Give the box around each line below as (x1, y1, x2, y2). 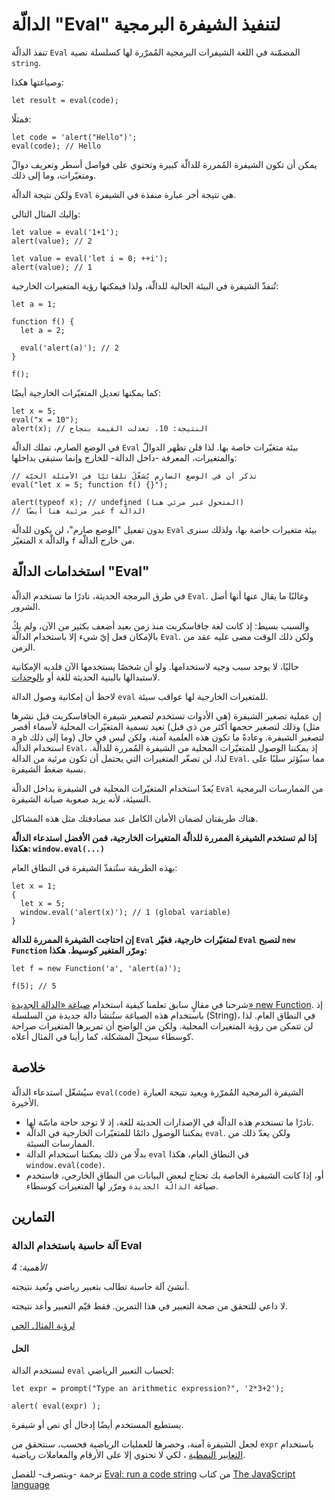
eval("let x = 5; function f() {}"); (11, 479, 169, 490)
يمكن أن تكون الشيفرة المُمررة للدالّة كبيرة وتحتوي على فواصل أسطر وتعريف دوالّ (11, 158, 318, 170)
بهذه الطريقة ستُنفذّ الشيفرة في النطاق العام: (11, 861, 178, 873)
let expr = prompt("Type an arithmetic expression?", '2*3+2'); (11, 1384, 285, 1394)
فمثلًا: (11, 113, 32, 125)
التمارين (11, 1208, 56, 1225)
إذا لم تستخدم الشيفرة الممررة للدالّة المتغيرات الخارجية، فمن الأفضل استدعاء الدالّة (11, 831, 318, 843)
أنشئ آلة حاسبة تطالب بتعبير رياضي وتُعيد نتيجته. (11, 1281, 190, 1293)
